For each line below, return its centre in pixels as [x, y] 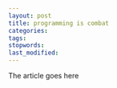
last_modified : [34, 53]
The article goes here [44, 76]
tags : [17, 38]
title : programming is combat [59, 23]
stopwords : [26, 46]
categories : [28, 30]
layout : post [30, 16]
